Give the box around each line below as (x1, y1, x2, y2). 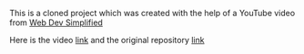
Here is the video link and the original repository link (9, 35, 205, 45)
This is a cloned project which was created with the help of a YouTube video (9, 8, 296, 18)
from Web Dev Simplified (9, 17, 103, 28)
